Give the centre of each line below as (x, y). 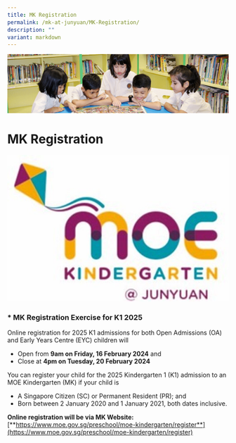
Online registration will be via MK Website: (71, 417)
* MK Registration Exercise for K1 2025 (75, 317)
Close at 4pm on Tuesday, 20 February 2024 (84, 361)
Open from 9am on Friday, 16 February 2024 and (89, 354)
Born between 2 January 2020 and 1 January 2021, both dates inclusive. (122, 404)
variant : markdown (34, 37)
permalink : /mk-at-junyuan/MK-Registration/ (73, 22)
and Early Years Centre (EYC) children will (68, 340)
